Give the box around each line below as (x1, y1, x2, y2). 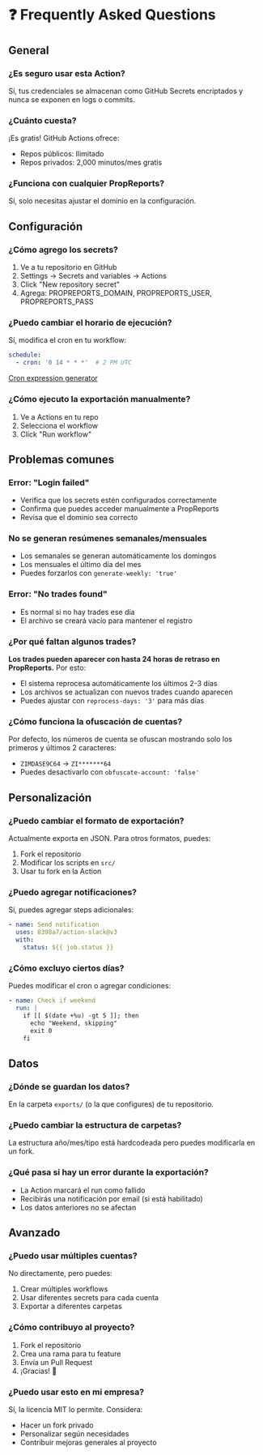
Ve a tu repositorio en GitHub (19, 262, 117, 272)
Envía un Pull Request (19, 1357, 93, 1367)
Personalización (8, 791, 92, 804)
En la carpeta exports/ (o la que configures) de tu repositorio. (8, 1099, 214, 1109)
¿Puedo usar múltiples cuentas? (8, 1250, 138, 1261)
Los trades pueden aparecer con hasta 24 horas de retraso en (8, 655, 220, 664)
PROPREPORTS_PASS (19, 297, 94, 307)
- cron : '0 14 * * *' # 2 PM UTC (15, 359, 132, 367)
